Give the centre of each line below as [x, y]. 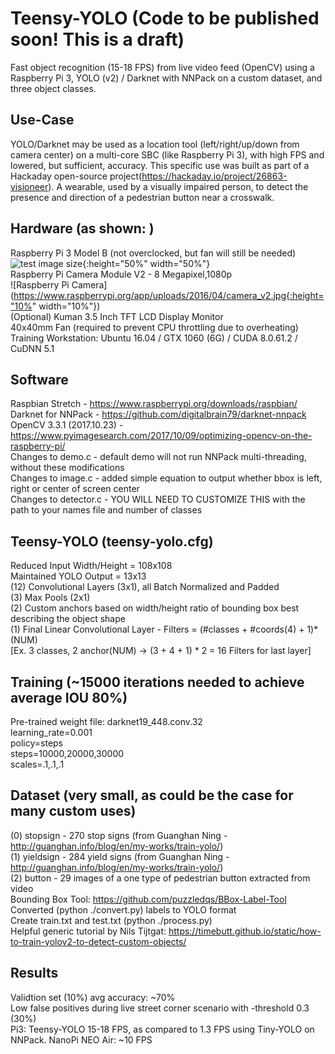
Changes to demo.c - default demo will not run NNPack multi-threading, [158, 457]
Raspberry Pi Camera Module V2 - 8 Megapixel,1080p [121, 274]
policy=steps [37, 743]
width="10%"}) [69, 306]
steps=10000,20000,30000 [67, 753]
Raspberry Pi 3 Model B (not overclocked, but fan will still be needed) [153, 253]
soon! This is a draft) [97, 39]
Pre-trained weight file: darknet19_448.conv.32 [106, 721]
